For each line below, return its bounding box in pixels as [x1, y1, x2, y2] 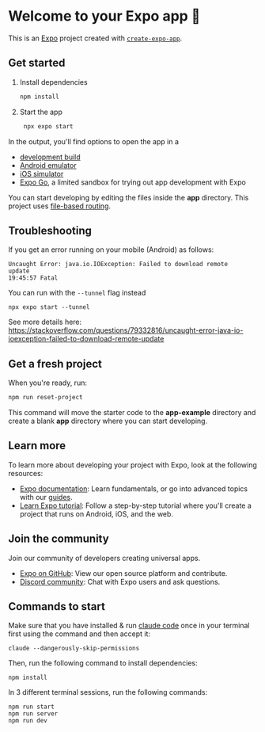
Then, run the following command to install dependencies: [8, 658, 198, 668]
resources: [8, 468, 44, 478]
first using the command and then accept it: [8, 629, 151, 639]
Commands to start [8, 600, 105, 613]
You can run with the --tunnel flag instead [8, 288, 146, 298]
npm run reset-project [8, 394, 83, 402]
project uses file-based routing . [8, 201, 112, 211]
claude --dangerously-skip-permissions [8, 645, 140, 653]
